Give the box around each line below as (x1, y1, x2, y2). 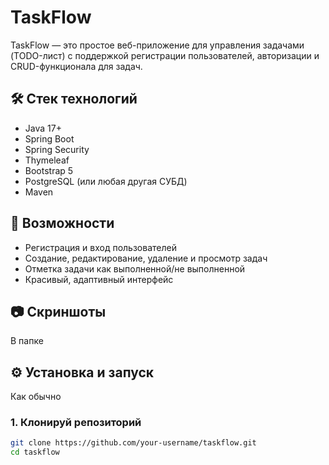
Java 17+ (24, 122, 62, 134)
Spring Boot (24, 132, 75, 145)
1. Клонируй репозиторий (10, 416, 142, 430)
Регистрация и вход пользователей (24, 241, 177, 253)
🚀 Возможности (10, 215, 115, 232)
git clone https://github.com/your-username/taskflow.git (10, 438, 257, 448)
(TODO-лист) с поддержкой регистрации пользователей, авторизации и (10, 49, 320, 61)
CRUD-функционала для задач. (10, 60, 143, 72)
